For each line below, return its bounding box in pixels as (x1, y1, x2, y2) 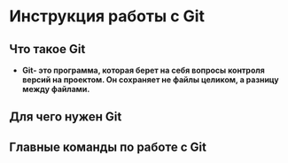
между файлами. (21, 84, 90, 94)
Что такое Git (9, 42, 86, 57)
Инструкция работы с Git (9, 6, 206, 27)
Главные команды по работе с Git (9, 139, 206, 154)
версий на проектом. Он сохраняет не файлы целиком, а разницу (21, 74, 279, 85)
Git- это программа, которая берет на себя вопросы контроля (21, 65, 266, 75)
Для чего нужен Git (9, 109, 122, 125)
